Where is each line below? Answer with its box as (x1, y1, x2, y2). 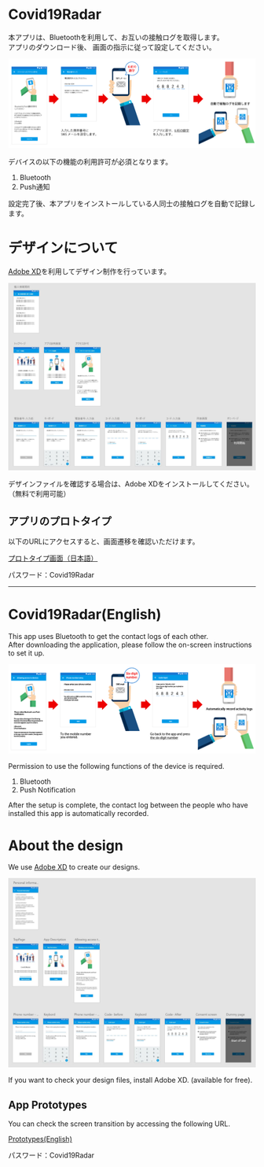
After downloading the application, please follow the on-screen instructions (8, 640, 252, 649)
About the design (8, 836, 123, 855)
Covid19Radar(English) (8, 606, 162, 623)
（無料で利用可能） (8, 489, 71, 499)
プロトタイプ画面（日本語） (8, 553, 98, 563)
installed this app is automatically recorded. (8, 809, 149, 818)
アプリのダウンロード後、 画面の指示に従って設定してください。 (8, 42, 216, 52)
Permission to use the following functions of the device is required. (8, 762, 225, 771)
